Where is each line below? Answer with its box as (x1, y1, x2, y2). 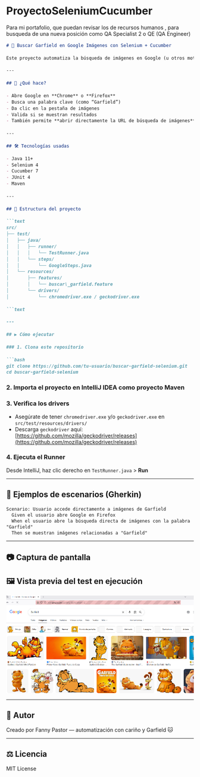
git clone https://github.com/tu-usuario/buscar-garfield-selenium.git (6, 363, 187, 369)
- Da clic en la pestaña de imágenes (6, 105, 100, 111)
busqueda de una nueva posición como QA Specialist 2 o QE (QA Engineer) (6, 30, 191, 37)
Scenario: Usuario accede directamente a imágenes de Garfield (6, 506, 167, 512)
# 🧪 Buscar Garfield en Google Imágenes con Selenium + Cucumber (6, 42, 171, 48)
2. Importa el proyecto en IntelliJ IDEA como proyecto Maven (6, 383, 185, 391)
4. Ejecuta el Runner (6, 453, 65, 461)
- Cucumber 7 (6, 168, 39, 174)
